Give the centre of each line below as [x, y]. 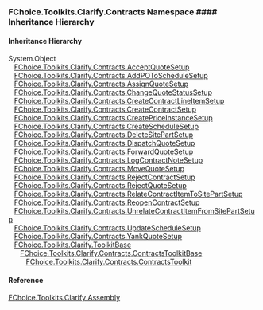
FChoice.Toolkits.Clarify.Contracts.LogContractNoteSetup [108, 160]
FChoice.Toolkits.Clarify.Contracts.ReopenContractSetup [107, 202]
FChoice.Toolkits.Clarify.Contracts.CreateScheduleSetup [106, 127]
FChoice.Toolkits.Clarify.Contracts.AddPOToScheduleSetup [111, 76]
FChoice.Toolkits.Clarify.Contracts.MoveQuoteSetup [99, 169]
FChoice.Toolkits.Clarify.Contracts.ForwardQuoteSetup [104, 152]
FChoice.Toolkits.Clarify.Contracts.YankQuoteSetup [98, 237]
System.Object [32, 59]
